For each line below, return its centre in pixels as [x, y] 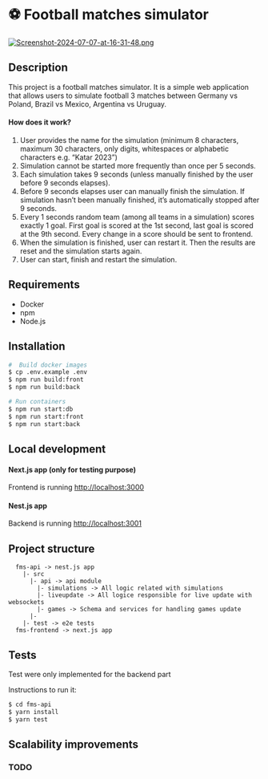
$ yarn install [34, 712]
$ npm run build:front [46, 380]
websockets [26, 603]
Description [38, 68]
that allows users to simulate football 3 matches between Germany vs [123, 95]
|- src [34, 574]
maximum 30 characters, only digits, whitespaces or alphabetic [124, 148]
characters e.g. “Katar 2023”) [68, 157]
